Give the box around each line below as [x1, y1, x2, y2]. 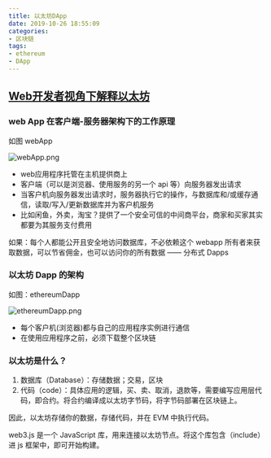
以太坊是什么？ [8, 355, 68, 366]
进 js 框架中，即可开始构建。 [8, 440, 104, 450]
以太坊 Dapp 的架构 [8, 269, 84, 281]
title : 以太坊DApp [8, 11, 68, 20]
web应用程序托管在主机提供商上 [20, 168, 128, 179]
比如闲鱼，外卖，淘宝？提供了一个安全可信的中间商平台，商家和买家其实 [20, 209, 263, 220]
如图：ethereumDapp [8, 290, 81, 299]
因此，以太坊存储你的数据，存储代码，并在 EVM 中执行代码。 [8, 412, 214, 423]
